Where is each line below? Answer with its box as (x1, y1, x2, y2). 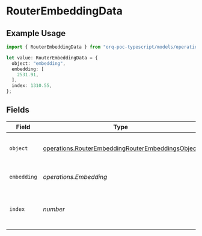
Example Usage (6, 28, 66, 38)
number (43, 205, 65, 213)
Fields (6, 105, 30, 115)
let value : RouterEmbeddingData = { (6, 55, 98, 61)
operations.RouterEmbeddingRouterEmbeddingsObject (43, 144, 198, 153)
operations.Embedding (43, 172, 108, 181)
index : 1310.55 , (11, 83, 52, 89)
